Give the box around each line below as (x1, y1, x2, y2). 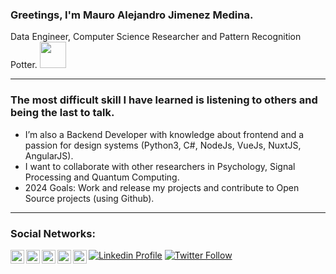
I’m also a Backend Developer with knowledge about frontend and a (24, 128, 305, 140)
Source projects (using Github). (24, 192, 155, 204)
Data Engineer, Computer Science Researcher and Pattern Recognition (10, 31, 302, 43)
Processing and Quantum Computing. (24, 171, 180, 183)
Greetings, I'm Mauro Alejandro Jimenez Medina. (10, 8, 254, 22)
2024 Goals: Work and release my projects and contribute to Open (24, 181, 300, 193)
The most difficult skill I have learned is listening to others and (10, 93, 318, 107)
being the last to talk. (10, 106, 115, 120)
